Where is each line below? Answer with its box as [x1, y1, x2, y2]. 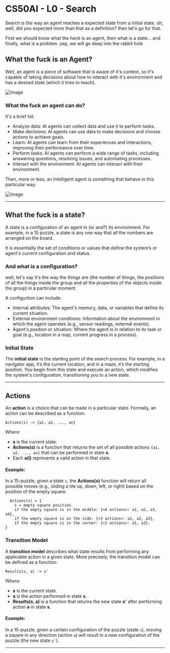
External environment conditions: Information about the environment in [12, 315, 160, 322]
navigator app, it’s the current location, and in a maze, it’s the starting [5, 361, 149, 368]
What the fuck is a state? [5, 211, 86, 220]
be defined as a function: [5, 559, 58, 565]
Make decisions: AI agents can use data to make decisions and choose [12, 129, 161, 135]
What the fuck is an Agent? [5, 55, 93, 64]
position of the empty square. [5, 489, 67, 495]
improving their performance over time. [12, 145, 95, 151]
